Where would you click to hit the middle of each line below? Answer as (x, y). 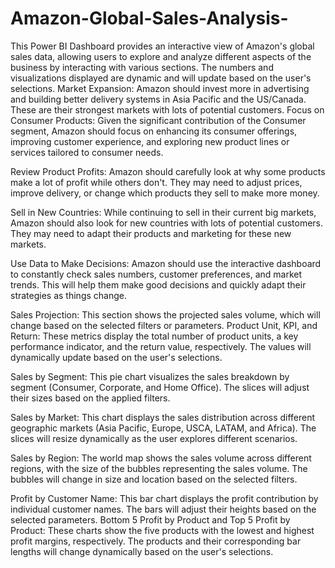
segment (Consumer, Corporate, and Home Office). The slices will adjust (160, 387)
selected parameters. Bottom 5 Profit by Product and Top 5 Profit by (150, 519)
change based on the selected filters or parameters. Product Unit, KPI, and (164, 325)
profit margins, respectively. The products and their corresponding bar (156, 541)
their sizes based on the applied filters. (90, 398)
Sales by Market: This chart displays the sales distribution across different (163, 417)
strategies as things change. (68, 295)
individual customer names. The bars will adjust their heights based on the (163, 509)
